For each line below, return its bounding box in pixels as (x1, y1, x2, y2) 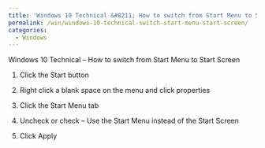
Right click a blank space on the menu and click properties (19, 86, 211, 95)
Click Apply (19, 131, 58, 141)
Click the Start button (19, 70, 89, 80)
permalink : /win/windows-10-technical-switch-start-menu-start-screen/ (8, 19, 248, 27)
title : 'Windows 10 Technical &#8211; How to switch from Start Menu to (8, 11, 252, 20)
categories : (8, 26, 47, 34)
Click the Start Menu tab (19, 101, 99, 110)
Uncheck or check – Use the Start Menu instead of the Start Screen (19, 116, 239, 126)
